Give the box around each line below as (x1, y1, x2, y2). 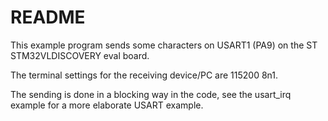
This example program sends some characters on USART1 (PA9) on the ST (10, 39, 318, 51)
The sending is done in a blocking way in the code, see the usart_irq (10, 88, 292, 100)
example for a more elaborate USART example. (10, 99, 204, 111)
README (10, 6, 86, 29)
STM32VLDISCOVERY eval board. (10, 49, 150, 61)
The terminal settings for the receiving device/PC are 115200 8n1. (10, 69, 279, 81)
